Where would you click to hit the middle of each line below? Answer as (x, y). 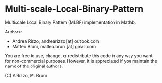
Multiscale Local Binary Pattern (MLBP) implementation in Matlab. (71, 22)
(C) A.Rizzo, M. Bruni (26, 75)
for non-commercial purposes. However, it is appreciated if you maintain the (81, 61)
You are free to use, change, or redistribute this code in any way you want (79, 56)
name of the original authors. (34, 66)
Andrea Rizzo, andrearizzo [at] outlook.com (56, 41)
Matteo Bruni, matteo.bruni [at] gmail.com (54, 46)
